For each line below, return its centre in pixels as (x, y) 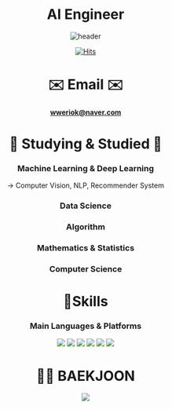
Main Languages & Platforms (86, 326)
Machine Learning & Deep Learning (86, 168)
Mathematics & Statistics (86, 247)
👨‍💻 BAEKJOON (86, 376)
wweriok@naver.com (86, 112)
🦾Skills (86, 302)
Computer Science (86, 268)
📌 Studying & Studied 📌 (86, 144)
